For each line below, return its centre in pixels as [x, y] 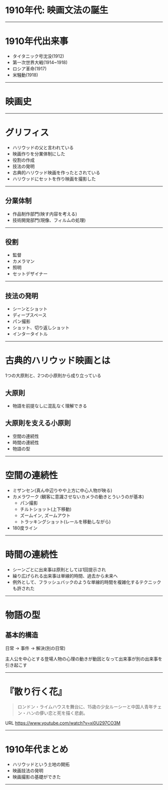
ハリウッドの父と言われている [43, 147]
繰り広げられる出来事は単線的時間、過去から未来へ [65, 576]
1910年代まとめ [37, 749]
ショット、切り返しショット [41, 328]
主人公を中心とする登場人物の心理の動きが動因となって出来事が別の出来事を [84, 659]
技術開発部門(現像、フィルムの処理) [49, 220]
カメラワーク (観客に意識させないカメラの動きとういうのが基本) [78, 496]
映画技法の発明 [28, 770]
